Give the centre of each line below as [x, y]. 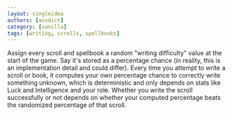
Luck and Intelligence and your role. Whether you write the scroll [100, 90]
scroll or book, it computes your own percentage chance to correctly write [114, 75]
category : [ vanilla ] [37, 27]
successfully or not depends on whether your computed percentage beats [114, 98]
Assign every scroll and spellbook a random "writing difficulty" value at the [115, 53]
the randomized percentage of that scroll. [67, 105]
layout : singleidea [36, 14]
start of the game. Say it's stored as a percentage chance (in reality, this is [114, 61]
